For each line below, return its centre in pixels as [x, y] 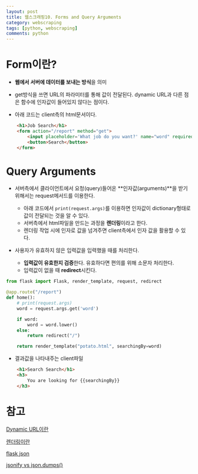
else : [24, 330]
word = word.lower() [52, 325]
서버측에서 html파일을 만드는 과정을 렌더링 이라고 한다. [85, 223]
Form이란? [32, 65]
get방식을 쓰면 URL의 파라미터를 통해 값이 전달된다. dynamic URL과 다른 [98, 94]
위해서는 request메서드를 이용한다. [55, 196]
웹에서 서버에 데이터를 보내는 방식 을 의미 [61, 82]
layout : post [22, 12]
